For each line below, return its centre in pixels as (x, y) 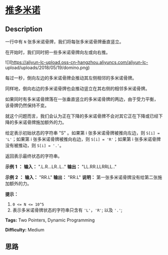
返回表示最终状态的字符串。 (34, 156)
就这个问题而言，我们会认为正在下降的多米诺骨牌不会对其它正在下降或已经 (82, 116)
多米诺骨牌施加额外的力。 (40, 122)
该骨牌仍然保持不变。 (27, 105)
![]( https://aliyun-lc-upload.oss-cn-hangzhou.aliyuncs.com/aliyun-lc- (77, 62)
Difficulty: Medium (25, 230)
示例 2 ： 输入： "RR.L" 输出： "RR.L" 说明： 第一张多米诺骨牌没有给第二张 (81, 177)
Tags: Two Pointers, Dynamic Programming (50, 220)
